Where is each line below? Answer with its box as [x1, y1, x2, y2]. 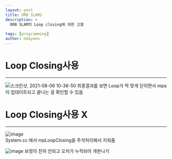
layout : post [5, 7, 33, 13]
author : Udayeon [5, 36, 40, 42]
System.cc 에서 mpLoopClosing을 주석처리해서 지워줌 [5, 137, 116, 143]
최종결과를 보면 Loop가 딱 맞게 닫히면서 [77, 83, 156, 89]
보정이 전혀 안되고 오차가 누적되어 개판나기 [25, 148, 110, 154]
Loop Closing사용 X [5, 109, 88, 121]
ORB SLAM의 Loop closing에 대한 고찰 [10, 22, 84, 27]
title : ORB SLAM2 [5, 12, 42, 17]
